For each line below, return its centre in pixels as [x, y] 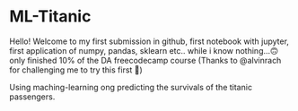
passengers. [32, 97]
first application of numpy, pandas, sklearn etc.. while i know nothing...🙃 [144, 50]
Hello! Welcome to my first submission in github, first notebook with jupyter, [149, 41]
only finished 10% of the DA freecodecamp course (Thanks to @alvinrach [145, 60]
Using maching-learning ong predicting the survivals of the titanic [131, 87]
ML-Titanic [50, 17]
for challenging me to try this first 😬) [76, 70]
